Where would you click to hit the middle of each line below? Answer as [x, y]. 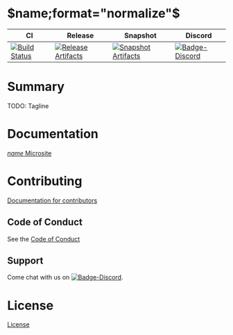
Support [25, 260]
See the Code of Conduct [44, 239]
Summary [36, 87]
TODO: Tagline [28, 105]
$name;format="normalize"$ [94, 14]
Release [80, 35]
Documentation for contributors [52, 200]
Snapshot [140, 35]
